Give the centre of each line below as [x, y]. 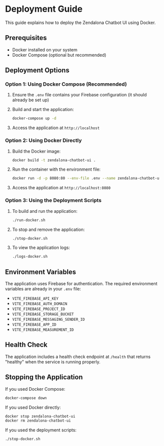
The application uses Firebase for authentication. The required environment [81, 284]
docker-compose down [26, 398]
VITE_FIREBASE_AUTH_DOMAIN [40, 304]
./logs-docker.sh [30, 257]
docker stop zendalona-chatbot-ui [40, 416]
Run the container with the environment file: [56, 169]
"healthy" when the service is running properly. [53, 362]
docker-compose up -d [34, 118]
